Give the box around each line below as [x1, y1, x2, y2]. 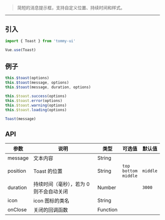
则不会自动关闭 [33, 188, 68, 195]
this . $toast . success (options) [5, 94, 67, 98]
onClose [7, 206, 27, 213]
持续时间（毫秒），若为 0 [33, 181, 90, 188]
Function [97, 206, 118, 213]
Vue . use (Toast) [5, 47, 36, 52]
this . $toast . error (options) [5, 98, 63, 103]
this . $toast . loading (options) [5, 107, 67, 112]
